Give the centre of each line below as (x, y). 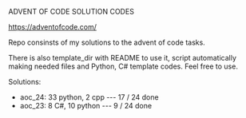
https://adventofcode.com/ (53, 27)
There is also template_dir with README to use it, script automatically (123, 58)
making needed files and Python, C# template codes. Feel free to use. (123, 66)
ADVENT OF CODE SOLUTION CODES (71, 12)
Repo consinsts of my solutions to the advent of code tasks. (107, 42)
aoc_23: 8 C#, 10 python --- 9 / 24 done (86, 106)
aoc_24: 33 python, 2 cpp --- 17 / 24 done (89, 97)
